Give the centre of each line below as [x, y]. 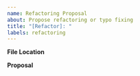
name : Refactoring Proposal [47, 13]
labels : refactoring [37, 33]
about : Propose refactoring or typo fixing [70, 20]
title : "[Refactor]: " [39, 26]
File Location [26, 52]
